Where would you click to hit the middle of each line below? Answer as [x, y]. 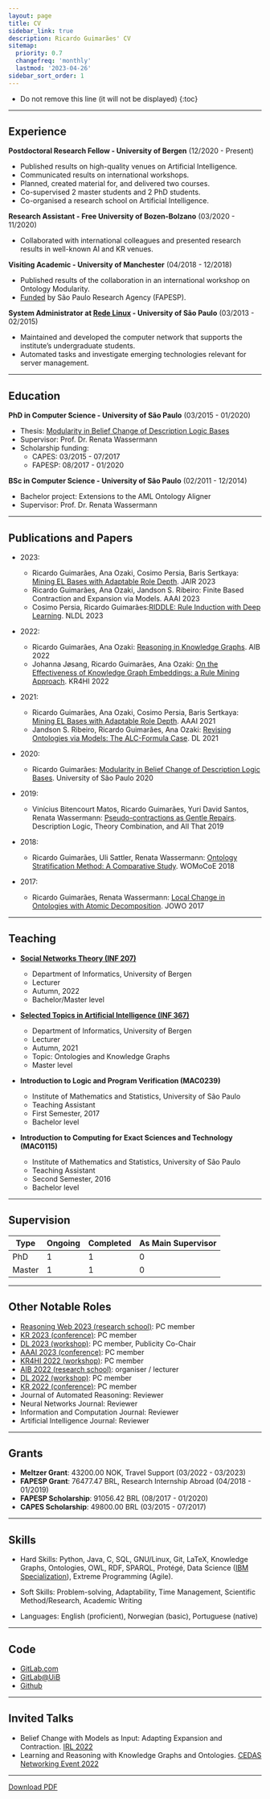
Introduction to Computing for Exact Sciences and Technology [126, 1137]
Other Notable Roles [60, 1307]
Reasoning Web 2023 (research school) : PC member [107, 1326]
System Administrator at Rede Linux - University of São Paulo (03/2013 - [131, 313]
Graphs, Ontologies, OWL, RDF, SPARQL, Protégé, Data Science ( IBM [134, 1568]
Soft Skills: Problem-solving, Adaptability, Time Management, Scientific [137, 1592]
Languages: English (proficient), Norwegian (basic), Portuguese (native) [139, 1616]
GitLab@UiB [40, 1676]
